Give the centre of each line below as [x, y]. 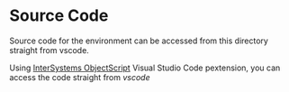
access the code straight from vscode [80, 77]
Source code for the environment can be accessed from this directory [139, 41]
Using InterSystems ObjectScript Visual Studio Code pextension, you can [145, 68]
